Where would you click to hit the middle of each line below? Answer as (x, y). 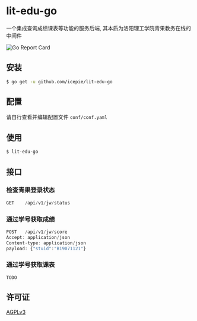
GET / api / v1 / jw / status (38, 203)
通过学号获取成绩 (31, 219)
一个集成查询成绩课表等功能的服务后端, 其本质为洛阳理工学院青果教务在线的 (99, 28)
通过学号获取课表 (31, 265)
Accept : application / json (38, 237)
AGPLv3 (16, 312)
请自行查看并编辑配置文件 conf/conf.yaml (57, 117)
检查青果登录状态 (31, 190)
